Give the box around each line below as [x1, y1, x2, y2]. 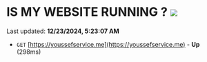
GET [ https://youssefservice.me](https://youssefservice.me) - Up [16, 40, 200, 48]
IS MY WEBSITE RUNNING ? [6, 4, 168, 20]
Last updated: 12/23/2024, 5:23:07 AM [6, 27, 120, 35]
